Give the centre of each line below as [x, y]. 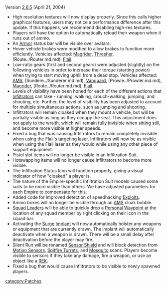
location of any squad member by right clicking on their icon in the [81, 213]
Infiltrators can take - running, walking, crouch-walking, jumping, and [83, 96]
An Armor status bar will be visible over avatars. [62, 43]
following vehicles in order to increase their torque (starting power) [81, 70]
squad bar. [23, 218]
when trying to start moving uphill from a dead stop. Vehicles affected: [85, 75]
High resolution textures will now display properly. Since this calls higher [87, 17]
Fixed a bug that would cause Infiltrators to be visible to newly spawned [86, 266]
